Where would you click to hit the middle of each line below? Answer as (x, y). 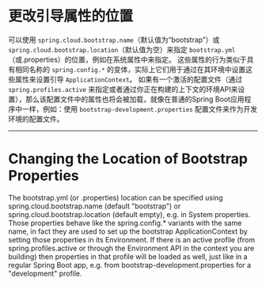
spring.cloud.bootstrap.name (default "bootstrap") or (95, 206)
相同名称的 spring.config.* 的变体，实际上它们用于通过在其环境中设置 (130, 69)
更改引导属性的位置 (71, 16)
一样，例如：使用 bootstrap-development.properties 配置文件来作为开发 (139, 109)
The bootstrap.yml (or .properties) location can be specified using (116, 197)
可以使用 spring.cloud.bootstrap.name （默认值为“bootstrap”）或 (114, 40)
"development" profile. (45, 273)
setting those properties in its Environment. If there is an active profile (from (132, 239)
